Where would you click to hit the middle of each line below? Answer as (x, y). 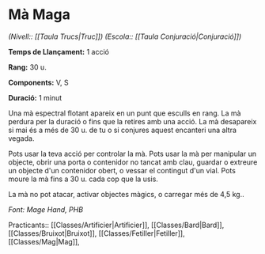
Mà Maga (40, 15)
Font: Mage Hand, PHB (46, 209)
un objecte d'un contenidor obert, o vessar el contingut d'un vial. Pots (122, 170)
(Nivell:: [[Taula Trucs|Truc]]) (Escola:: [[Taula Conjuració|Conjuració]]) (125, 36)
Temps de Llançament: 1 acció (59, 51)
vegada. (21, 138)
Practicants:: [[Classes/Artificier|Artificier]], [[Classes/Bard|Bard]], (116, 225)
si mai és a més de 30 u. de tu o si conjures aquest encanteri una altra (123, 130)
